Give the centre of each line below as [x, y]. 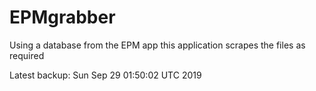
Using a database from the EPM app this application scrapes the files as [157, 45]
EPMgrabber [62, 17]
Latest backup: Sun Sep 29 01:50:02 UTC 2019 [105, 75]
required [27, 55]
